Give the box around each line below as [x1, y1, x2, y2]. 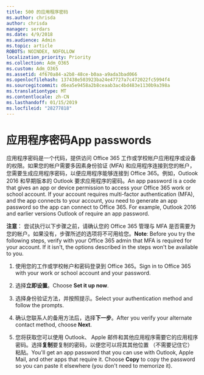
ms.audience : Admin [6, 37, 56, 43]
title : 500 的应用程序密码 [6, 9, 68, 15]
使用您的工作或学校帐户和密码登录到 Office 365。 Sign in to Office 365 [15, 262, 191, 270]
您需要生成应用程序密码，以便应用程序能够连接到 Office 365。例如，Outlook [6, 170, 199, 177]
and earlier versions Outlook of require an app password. [6, 210, 150, 217]
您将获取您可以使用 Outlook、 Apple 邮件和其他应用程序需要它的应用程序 [15, 334, 199, 341]
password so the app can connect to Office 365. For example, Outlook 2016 [6, 203, 197, 211]
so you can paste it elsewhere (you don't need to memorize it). [15, 362, 172, 370]
